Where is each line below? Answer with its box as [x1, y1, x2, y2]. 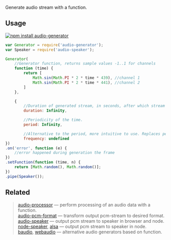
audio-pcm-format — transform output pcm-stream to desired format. [17, 212, 165, 219]
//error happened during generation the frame [14, 150, 115, 155]
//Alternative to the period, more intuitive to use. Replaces [23, 131, 160, 137]
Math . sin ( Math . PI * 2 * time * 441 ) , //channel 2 [32, 80, 140, 85]
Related [5, 188, 31, 197]
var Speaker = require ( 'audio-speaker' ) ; [5, 47, 95, 52]
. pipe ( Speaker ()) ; [5, 174, 44, 179]
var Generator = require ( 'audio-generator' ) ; [5, 42, 103, 47]
